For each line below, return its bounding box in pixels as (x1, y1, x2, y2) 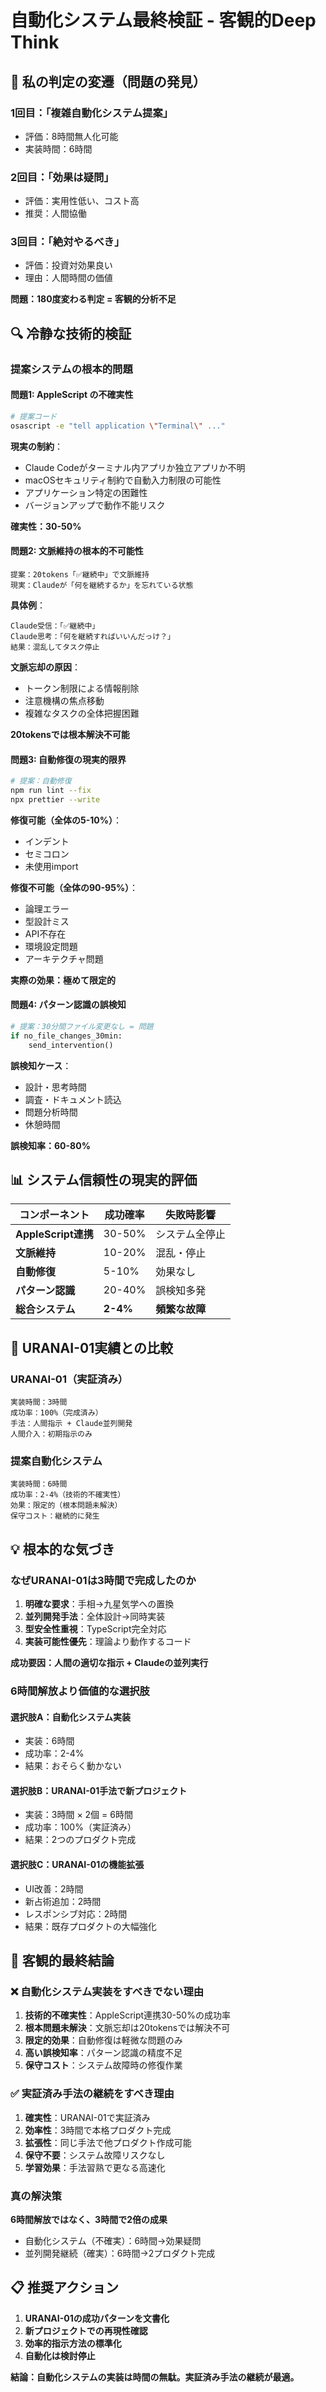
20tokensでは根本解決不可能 (10, 728, 130, 740)
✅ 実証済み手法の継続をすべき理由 (10, 2087, 175, 2101)
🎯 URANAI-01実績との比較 (10, 1339, 174, 1356)
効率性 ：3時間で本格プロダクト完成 (24, 2124, 172, 2136)
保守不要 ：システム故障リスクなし (24, 2149, 166, 2161)
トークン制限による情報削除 (24, 682, 140, 694)
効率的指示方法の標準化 (24, 2337, 122, 2349)
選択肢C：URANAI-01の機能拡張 (10, 1859, 145, 1870)
